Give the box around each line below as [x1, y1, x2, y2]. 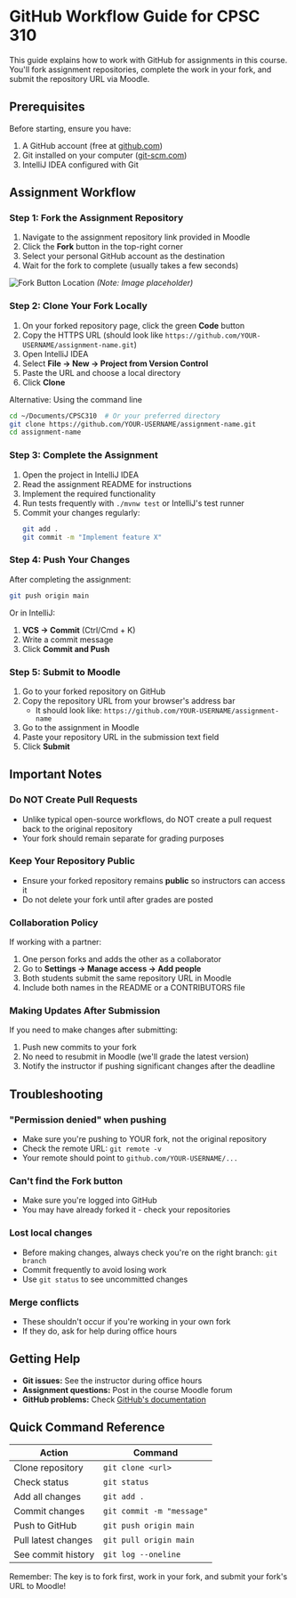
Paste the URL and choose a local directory [21, 367, 181, 378]
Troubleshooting [9, 1087, 104, 1102]
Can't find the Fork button [9, 1175, 123, 1187]
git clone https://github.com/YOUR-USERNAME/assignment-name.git [9, 420, 256, 428]
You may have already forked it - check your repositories [21, 1204, 231, 1215]
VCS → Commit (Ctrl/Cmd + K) [21, 624, 136, 635]
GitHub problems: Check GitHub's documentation [21, 1394, 206, 1405]
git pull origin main [103, 1535, 195, 1545]
